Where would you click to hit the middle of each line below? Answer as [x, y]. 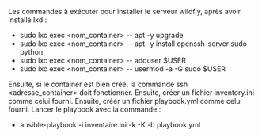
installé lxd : [28, 20]
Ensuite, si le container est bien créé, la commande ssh [98, 84]
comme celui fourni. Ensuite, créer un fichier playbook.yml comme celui [125, 101]
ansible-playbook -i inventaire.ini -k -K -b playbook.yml [110, 125]
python [31, 52]
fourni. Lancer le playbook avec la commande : [85, 109]
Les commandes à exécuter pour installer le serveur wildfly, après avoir [125, 11]
